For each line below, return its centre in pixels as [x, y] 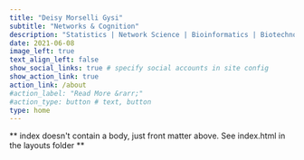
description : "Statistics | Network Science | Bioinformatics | [133, 34]
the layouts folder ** [47, 146]
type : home [30, 110]
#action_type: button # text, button [81, 102]
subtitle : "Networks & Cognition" [75, 26]
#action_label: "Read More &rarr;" [76, 93]
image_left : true [42, 52]
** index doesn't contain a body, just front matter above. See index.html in [147, 136]
